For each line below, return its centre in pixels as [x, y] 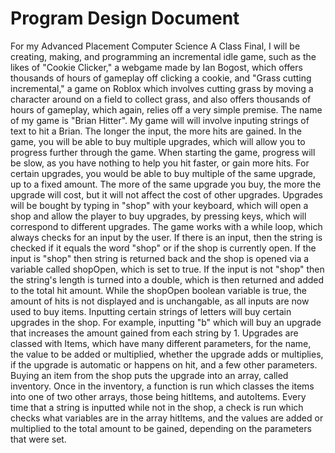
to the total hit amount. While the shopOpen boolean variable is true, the [158, 290]
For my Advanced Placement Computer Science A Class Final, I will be [155, 46]
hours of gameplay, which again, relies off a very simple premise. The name [166, 109]
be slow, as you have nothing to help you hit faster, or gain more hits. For [160, 163]
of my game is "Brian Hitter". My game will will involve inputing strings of [160, 120]
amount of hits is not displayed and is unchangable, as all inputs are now [160, 301]
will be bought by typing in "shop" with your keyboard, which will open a [159, 205]
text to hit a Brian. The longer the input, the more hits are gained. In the [156, 131]
